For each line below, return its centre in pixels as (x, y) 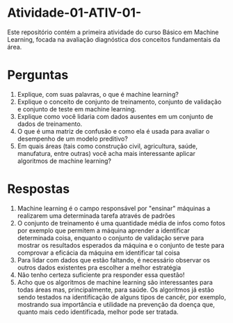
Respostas (39, 189)
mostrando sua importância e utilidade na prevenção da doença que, (116, 304)
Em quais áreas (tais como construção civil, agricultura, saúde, (107, 146)
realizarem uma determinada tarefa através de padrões (96, 215)
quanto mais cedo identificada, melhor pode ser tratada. (98, 312)
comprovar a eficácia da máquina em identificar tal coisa (98, 253)
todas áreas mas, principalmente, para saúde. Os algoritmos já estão (115, 290)
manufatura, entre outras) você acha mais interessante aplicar (106, 153)
